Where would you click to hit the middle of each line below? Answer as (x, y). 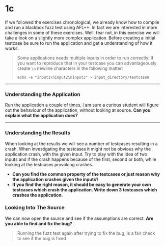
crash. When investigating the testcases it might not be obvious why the (78, 149)
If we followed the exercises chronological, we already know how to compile (82, 22)
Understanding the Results (38, 133)
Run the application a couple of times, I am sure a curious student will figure (82, 105)
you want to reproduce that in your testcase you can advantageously (87, 63)
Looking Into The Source (35, 208)
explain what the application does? (41, 116)
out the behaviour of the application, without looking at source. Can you (78, 110)
